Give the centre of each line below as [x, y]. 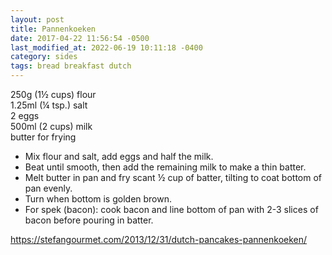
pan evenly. [48, 188]
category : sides [44, 57]
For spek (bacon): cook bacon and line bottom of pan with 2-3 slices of [171, 209]
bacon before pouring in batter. [89, 220]
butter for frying [43, 137]
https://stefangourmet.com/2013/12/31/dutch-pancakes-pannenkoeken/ [159, 239]
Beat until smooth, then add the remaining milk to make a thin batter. [165, 167]
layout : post [37, 19]
